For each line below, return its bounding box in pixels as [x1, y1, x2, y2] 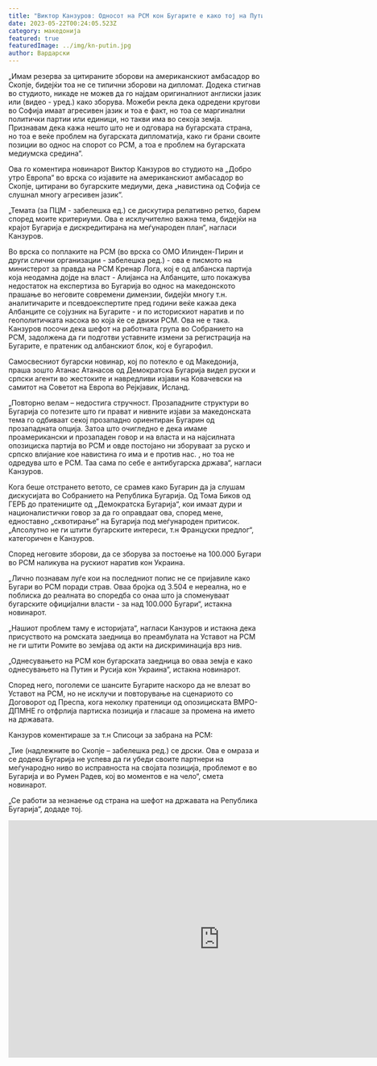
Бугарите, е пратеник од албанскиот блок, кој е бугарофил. [8, 341, 213, 351]
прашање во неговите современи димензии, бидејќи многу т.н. [8, 289, 228, 299]
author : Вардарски [8, 49, 70, 57]
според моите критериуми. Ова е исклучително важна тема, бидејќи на [8, 214, 257, 223]
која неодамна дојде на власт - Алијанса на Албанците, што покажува [8, 273, 251, 282]
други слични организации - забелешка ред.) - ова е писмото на [8, 256, 232, 264]
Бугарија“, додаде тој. [8, 804, 83, 814]
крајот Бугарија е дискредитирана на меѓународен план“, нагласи [8, 223, 237, 232]
